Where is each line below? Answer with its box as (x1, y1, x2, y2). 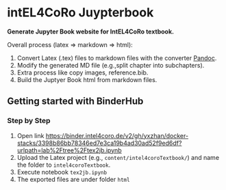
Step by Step (7, 116, 51, 126)
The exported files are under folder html (16, 175, 130, 183)
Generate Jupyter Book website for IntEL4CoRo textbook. (7, 27, 175, 36)
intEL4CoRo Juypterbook (7, 5, 154, 21)
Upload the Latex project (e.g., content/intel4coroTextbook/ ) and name (16, 153, 220, 161)
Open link (16, 131, 45, 139)
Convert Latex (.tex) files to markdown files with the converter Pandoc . (16, 53, 217, 62)
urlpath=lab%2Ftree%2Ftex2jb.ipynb (16, 146, 122, 154)
